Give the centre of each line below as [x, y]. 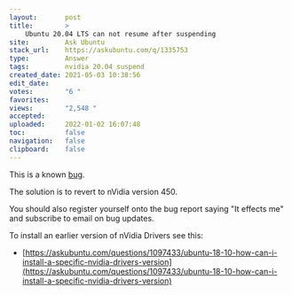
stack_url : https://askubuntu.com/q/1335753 [99, 50]
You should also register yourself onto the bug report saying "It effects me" [146, 208]
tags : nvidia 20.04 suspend [77, 67]
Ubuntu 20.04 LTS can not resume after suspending [121, 34]
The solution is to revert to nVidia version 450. [94, 191]
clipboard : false [47, 149]
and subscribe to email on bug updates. [82, 218]
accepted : [28, 116]
